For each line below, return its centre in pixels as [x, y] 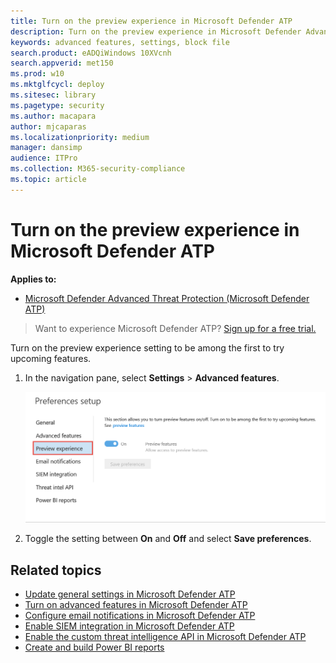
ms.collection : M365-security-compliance [98, 169]
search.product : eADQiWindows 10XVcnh [91, 53]
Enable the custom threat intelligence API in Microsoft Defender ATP [165, 637]
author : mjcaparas [48, 126]
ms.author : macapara [53, 116]
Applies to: [33, 279]
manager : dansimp [46, 148]
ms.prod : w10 [37, 74]
